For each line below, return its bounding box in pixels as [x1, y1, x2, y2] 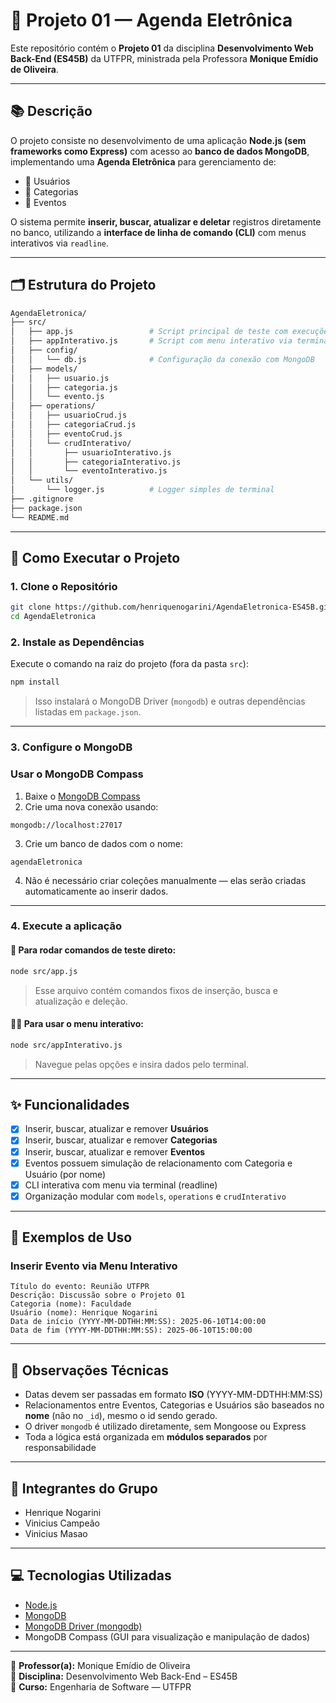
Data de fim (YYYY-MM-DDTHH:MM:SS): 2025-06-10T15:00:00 [10, 1325, 253, 1336]
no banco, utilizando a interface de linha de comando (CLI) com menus [10, 226, 307, 238]
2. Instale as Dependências [10, 635, 145, 649]
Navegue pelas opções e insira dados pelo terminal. [34, 1058, 249, 1070]
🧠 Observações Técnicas [10, 1362, 169, 1379]
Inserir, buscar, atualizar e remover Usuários [24, 1123, 209, 1135]
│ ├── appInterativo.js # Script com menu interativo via [10, 336, 293, 346]
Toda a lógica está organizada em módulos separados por [24, 1431, 268, 1443]
